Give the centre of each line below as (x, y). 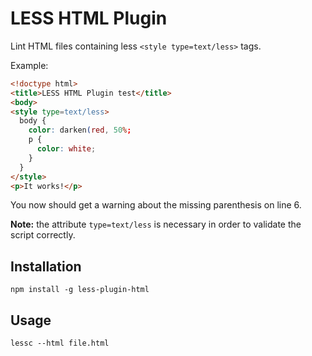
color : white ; (66, 149)
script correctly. (43, 235)
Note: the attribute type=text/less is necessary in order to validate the (156, 224)
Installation (46, 266)
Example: (29, 65)
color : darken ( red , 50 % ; (80, 130)
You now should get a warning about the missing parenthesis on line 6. (156, 205)
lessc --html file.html (60, 343)
